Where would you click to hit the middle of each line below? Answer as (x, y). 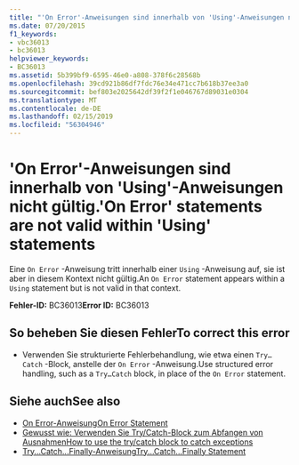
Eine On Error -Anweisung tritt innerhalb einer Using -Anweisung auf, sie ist (147, 269)
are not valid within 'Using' (110, 225)
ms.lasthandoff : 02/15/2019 (61, 116)
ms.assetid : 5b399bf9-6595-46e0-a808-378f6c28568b (105, 76)
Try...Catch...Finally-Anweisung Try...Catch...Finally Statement (134, 451)
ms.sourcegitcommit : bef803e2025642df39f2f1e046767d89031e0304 (129, 92)
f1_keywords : (33, 34)
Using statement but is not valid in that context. (95, 288)
